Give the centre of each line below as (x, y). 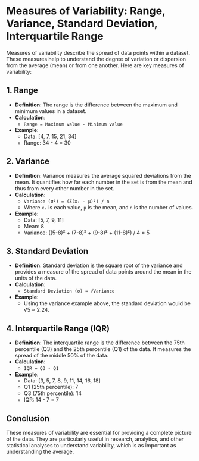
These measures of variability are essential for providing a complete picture (99, 433)
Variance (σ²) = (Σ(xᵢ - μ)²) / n (66, 201)
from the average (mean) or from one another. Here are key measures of (95, 65)
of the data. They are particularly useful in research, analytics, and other (95, 439)
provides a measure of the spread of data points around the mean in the (103, 272)
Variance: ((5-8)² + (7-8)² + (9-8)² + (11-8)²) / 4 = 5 (87, 233)
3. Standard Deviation (47, 251)
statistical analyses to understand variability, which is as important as (91, 445)
